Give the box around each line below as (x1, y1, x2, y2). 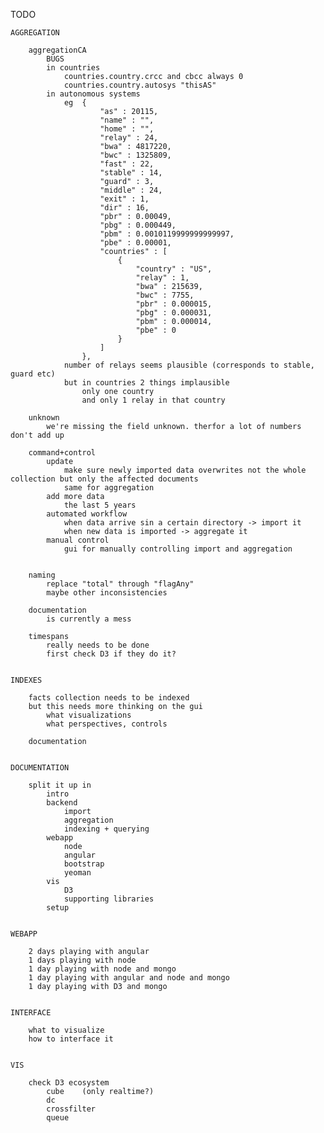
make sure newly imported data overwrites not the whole (63, 465, 307, 475)
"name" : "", (99, 115, 155, 125)
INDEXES (10, 675, 43, 685)
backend (46, 798, 78, 808)
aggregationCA (28, 45, 87, 55)
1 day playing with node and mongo (28, 964, 177, 974)
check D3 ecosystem (28, 1078, 110, 1088)
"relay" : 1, (135, 273, 190, 283)
